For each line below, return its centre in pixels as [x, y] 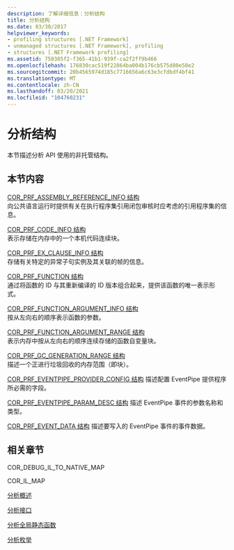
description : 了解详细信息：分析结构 [56, 14]
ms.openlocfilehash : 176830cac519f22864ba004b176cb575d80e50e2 [101, 65]
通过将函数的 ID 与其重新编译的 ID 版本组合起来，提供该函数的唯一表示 [108, 285]
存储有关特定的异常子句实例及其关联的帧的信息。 [77, 261]
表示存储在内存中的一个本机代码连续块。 [65, 238]
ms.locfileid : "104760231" [46, 98]
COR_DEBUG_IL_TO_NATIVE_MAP [56, 467]
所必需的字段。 [29, 388]
